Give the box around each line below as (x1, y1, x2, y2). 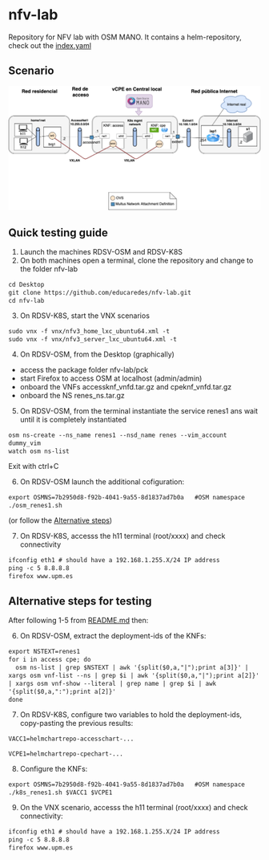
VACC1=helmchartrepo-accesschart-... (8, 735, 134, 743)
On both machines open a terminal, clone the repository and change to (19, 255, 254, 266)
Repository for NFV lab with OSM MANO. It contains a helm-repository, (8, 32, 242, 42)
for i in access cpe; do (8, 655, 91, 663)
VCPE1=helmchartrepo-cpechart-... (8, 749, 124, 758)
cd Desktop (8, 281, 45, 289)
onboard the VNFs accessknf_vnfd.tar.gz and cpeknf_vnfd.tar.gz (19, 382, 232, 392)
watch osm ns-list (8, 447, 70, 455)
